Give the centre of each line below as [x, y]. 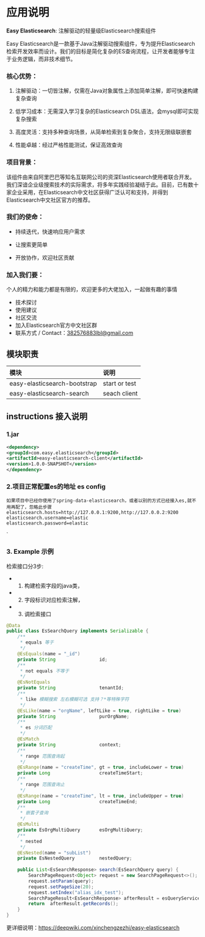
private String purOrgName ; [74, 716]
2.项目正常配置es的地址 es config [56, 487]
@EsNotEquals [34, 682]
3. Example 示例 [30, 552]
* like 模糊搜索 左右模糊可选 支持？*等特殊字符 [74, 699]
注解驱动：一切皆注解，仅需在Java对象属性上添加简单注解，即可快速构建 [107, 91]
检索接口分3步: [25, 566]
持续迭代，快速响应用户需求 [50, 231]
